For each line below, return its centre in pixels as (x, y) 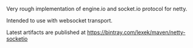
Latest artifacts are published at (46, 32)
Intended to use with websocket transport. (59, 20)
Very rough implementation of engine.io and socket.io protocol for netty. (97, 9)
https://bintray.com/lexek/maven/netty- (136, 32)
